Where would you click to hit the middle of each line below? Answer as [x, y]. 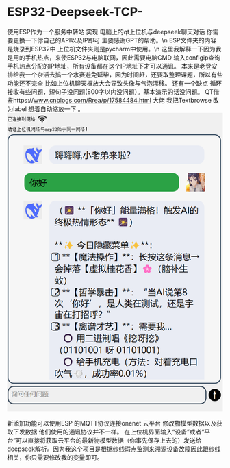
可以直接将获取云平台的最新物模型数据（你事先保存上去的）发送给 [109, 440]
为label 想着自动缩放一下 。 [46, 109]
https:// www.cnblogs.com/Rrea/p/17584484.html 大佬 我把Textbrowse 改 [116, 100]
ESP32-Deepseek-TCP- [75, 12]
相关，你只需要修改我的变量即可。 [55, 457]
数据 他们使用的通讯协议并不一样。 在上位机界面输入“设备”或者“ [115, 432]
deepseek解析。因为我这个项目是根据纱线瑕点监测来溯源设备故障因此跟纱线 [114, 449]
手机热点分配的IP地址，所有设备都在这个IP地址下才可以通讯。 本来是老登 [110, 66]
